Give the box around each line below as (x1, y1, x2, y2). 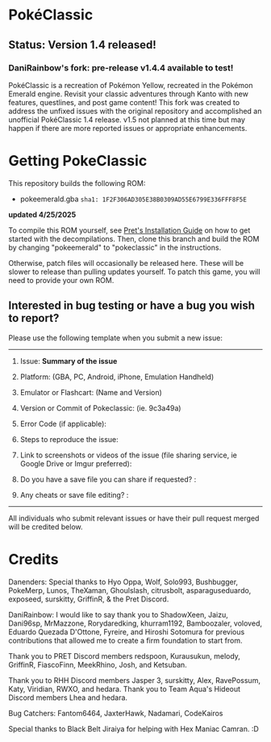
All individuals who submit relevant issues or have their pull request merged (8, 513, 260, 523)
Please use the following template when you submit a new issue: (8, 333, 223, 343)
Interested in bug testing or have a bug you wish (8, 299, 256, 313)
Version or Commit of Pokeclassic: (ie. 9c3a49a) (19, 403, 181, 413)
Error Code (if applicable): (19, 419, 107, 428)
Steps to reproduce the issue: (19, 434, 119, 444)
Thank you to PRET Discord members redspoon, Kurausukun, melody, (8, 651, 240, 660)
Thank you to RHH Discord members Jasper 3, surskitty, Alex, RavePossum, (8, 675, 261, 685)
